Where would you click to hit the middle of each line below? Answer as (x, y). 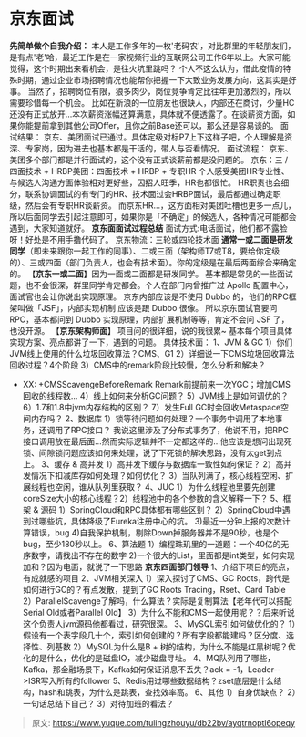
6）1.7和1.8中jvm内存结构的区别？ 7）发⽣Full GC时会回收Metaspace (152, 407)
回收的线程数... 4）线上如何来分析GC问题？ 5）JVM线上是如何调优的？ (156, 395)
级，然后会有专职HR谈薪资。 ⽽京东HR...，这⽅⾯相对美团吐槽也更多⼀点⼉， (153, 205)
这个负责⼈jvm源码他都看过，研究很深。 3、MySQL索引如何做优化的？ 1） (159, 623)
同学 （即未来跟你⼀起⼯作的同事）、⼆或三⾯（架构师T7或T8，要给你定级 (145, 251)
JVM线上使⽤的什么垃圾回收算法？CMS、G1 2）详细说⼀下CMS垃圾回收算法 (152, 353)
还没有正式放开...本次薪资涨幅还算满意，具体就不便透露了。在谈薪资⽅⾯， (149, 114)
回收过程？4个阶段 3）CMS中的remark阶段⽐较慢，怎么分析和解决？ (138, 365)
